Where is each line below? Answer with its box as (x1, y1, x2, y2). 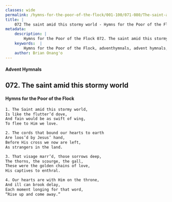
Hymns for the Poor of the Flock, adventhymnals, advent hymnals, (24, 46, 168, 51)
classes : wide (5, 7, 36, 13)
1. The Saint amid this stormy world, (5, 107, 88, 112)
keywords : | (14, 41, 42, 46)
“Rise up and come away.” (5, 192, 60, 197)
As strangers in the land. (5, 145, 63, 150)
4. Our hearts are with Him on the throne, (5, 177, 100, 183)
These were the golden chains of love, (5, 164, 91, 169)
